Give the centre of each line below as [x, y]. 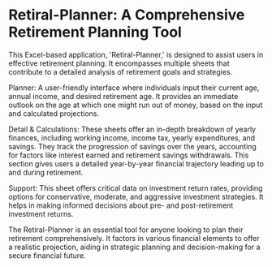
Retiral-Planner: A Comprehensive [127, 15]
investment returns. [41, 213]
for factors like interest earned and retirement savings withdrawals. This [129, 155]
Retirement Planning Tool [95, 32]
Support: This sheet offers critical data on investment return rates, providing [136, 187]
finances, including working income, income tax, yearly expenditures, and [132, 138]
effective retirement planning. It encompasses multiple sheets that [119, 63]
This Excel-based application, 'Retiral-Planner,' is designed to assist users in [136, 54]
